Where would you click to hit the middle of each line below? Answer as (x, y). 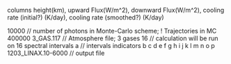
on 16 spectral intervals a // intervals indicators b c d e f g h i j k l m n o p (111, 46)
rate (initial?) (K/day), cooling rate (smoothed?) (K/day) (86, 17)
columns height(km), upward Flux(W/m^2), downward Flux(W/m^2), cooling (116, 10)
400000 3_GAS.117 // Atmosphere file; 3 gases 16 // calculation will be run (113, 38)
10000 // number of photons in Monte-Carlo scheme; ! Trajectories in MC (112, 31)
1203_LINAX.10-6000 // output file (56, 53)
